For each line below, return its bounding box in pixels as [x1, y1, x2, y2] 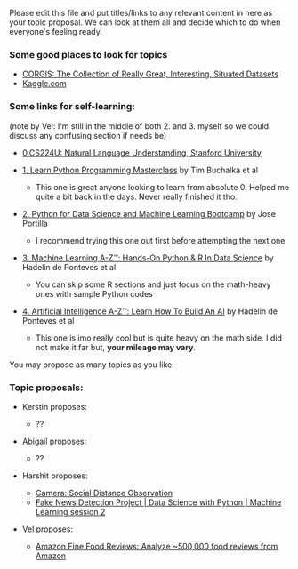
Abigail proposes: [21, 436, 87, 446]
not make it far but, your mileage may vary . [35, 341, 196, 352]
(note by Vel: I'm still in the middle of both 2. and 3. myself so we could [9, 120, 270, 132]
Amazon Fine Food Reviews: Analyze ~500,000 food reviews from [35, 541, 278, 551]
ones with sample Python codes [35, 288, 153, 299]
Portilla [21, 218, 49, 228]
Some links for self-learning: [9, 100, 135, 113]
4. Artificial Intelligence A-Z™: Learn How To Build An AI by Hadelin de [21, 306, 278, 317]
